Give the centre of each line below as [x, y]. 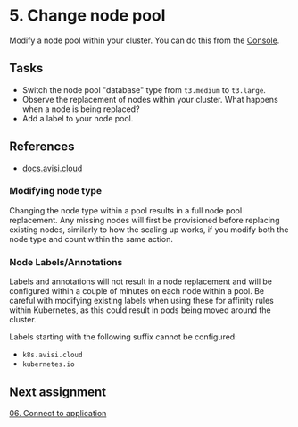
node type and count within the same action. [91, 239]
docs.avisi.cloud [52, 168]
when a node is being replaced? [81, 109]
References [42, 147]
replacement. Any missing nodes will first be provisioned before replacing [145, 220]
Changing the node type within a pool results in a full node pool [126, 210]
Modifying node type [56, 191]
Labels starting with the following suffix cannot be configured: [124, 337]
